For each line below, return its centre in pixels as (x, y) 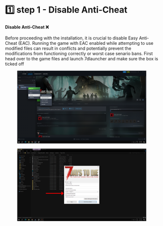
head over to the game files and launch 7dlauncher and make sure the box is (81, 59)
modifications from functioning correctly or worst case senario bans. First (79, 54)
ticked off (15, 64)
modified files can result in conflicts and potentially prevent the (68, 48)
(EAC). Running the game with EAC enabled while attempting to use (86, 43)
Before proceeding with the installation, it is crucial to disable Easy (72, 38)
